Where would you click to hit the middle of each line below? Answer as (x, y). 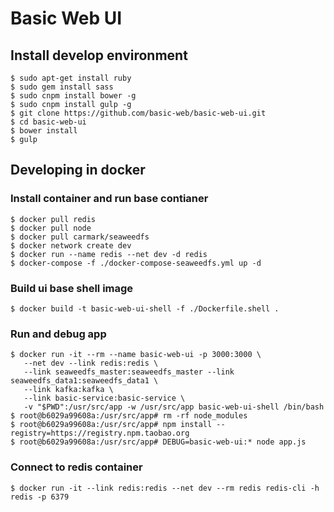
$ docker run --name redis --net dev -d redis (109, 254)
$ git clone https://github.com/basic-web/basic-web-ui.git (138, 113)
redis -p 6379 (40, 497)
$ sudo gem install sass (62, 87)
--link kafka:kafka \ (68, 390)
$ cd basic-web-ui (48, 122)
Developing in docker (78, 170)
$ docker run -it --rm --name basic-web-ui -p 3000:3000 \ (136, 355)
